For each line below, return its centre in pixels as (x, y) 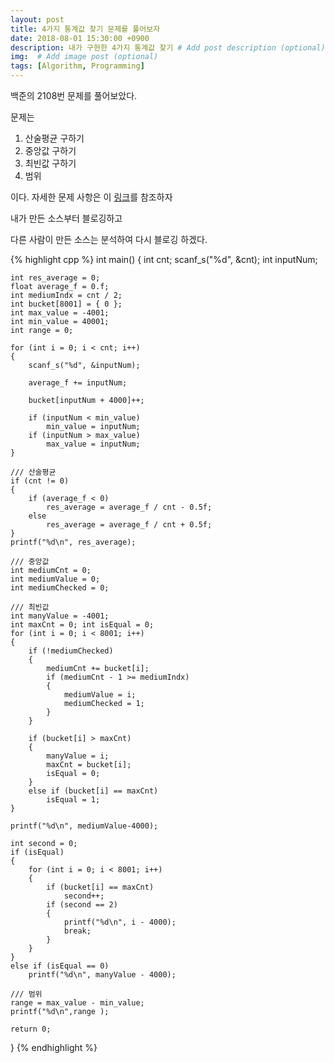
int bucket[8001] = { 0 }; (66, 304)
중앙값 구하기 (50, 150)
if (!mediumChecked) (71, 651)
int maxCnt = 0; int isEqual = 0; (82, 625)
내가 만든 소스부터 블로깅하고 (66, 218)
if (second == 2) (82, 905)
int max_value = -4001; (60, 313)
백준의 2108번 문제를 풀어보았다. (74, 95)
